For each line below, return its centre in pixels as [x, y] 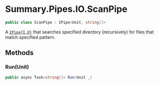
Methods [19, 53]
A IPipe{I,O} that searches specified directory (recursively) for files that [79, 32]
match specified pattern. [30, 37]
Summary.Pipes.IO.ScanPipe [66, 9]
